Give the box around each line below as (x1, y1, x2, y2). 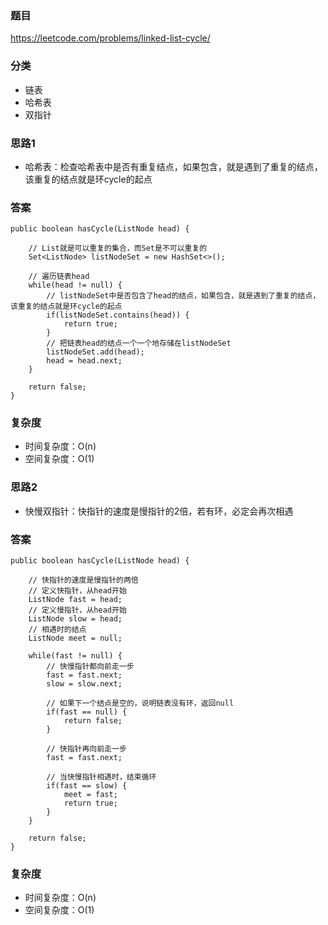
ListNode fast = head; (28, 595, 123, 605)
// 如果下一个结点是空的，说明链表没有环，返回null (46, 698, 235, 709)
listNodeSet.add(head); (46, 347, 145, 357)
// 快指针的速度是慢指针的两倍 (28, 575, 139, 586)
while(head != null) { (28, 280, 123, 291)
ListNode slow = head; (28, 614, 123, 624)
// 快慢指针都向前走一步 (46, 662, 135, 672)
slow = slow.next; (46, 679, 123, 689)
